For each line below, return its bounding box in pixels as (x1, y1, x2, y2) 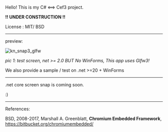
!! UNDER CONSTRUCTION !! (5, 14, 66, 20)
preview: (5, 38, 23, 44)
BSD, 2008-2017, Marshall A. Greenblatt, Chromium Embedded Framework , (5, 115, 162, 121)
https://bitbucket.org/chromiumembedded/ (5, 121, 94, 127)
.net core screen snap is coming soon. (5, 82, 84, 87)
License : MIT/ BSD (5, 24, 45, 30)
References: (5, 106, 30, 112)
